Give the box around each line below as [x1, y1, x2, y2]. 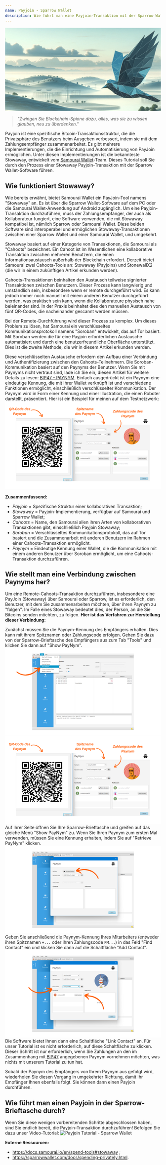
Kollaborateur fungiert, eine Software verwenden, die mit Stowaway [5, 216, 143, 222]
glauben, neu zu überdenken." [17, 121, 79, 127]
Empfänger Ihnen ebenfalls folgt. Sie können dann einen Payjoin [5, 1079, 135, 1085]
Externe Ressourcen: [5, 1140, 49, 1146]
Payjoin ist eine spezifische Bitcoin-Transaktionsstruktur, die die [5, 131, 135, 137]
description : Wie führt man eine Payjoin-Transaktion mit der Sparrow [5, 13, 154, 18]
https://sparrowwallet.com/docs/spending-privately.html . [12, 1155, 129, 1161]
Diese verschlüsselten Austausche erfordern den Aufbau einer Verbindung [5, 354, 157, 360]
